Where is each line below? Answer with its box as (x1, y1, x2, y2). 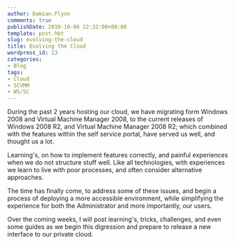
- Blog (7, 62, 27, 69)
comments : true (7, 17, 52, 24)
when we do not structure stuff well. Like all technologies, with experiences (7, 158, 225, 167)
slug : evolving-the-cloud (7, 36, 83, 43)
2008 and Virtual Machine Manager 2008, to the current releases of (7, 115, 203, 123)
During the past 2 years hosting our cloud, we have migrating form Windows (7, 108, 228, 116)
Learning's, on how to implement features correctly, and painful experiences (7, 151, 229, 160)
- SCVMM (7, 82, 30, 89)
